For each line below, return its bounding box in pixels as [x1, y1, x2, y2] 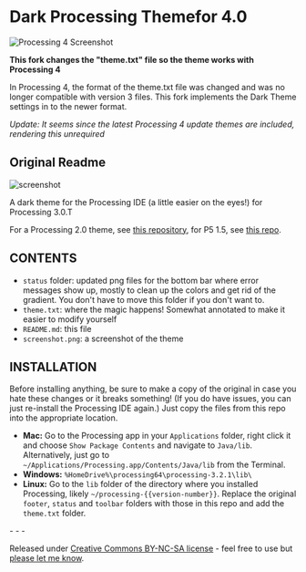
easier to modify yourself [22, 313, 117, 325]
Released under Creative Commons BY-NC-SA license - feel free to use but [9, 543, 293, 554]
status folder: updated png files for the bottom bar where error [22, 275, 260, 286]
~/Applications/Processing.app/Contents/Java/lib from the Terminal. [22, 459, 286, 471]
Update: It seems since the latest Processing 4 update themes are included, [9, 119, 295, 130]
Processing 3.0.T [9, 206, 73, 217]
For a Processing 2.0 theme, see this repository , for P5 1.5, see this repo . [9, 224, 282, 234]
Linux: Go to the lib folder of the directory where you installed [22, 479, 259, 490]
